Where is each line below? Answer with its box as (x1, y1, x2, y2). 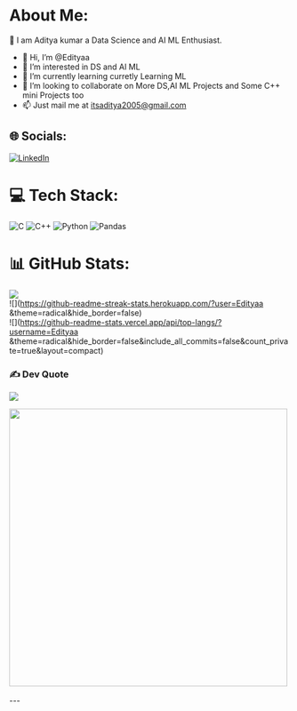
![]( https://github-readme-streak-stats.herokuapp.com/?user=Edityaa (9, 298, 264, 308)
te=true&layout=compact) (9, 345, 104, 355)
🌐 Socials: (9, 129, 68, 144)
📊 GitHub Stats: (9, 253, 131, 274)
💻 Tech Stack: (9, 185, 119, 205)
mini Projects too (21, 90, 84, 100)
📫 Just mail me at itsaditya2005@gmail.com (21, 100, 187, 110)
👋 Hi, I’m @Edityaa (21, 52, 91, 62)
